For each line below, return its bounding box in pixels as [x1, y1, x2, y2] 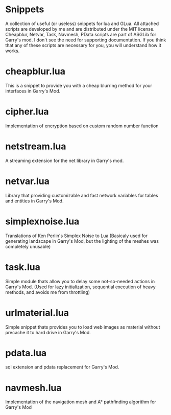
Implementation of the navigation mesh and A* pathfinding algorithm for [5, 399, 157, 405]
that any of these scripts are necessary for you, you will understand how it [5, 42, 162, 48]
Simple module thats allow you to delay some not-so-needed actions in [5, 278, 155, 284]
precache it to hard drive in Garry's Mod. [5, 329, 91, 335]
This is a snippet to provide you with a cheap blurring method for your [5, 82, 152, 88]
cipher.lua [5, 106, 50, 118]
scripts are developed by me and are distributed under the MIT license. [5, 26, 155, 32]
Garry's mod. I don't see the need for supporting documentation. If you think [5, 37, 166, 43]
